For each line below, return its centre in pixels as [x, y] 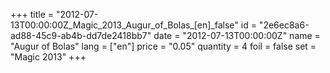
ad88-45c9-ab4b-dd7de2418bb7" [81, 35]
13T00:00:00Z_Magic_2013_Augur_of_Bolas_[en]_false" [124, 25]
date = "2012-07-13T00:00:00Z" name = [237, 35]
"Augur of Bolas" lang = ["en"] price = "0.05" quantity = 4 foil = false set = [163, 46]
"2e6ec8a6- [284, 25]
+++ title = [32, 14]
